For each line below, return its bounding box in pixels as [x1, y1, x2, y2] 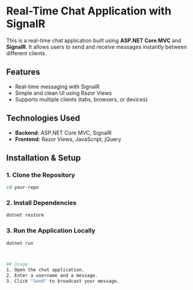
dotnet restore [6, 212, 44, 219]
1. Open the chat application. [6, 267, 85, 273]
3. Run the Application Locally [6, 226, 96, 235]
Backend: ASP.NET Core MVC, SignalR [14, 129, 112, 136]
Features [6, 67, 40, 77]
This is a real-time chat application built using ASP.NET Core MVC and [6, 37, 182, 44]
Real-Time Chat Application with [6, 4, 171, 18]
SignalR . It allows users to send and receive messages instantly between [6, 43, 188, 50]
